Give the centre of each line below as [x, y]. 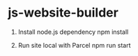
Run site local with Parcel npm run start [74, 45]
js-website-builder [63, 13]
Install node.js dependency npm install [73, 32]
